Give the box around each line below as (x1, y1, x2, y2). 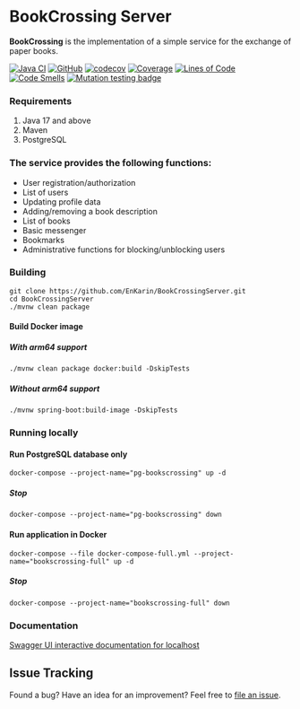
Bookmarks (21, 234, 65, 245)
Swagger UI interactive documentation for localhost (9, 639, 200, 650)
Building (9, 267, 47, 279)
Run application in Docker (9, 530, 107, 540)
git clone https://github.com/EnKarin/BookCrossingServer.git (9, 286, 246, 295)
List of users (21, 187, 69, 197)
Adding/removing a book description (21, 206, 159, 216)
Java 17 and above (21, 115, 91, 127)
